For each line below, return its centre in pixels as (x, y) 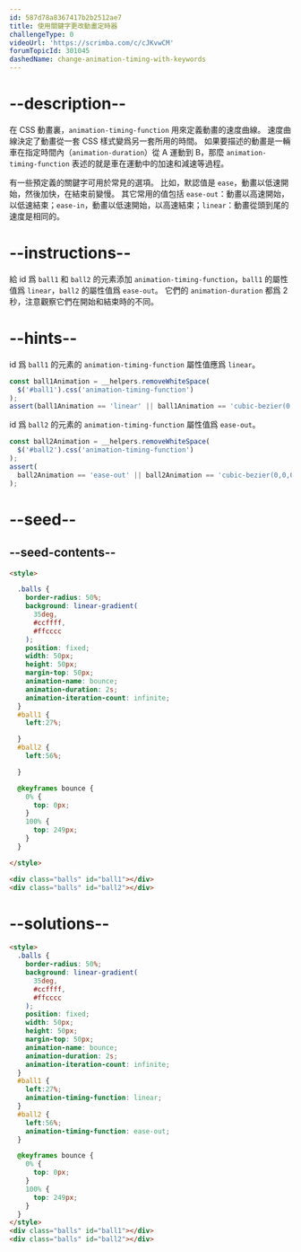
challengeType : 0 (42, 34)
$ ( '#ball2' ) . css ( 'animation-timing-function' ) (106, 450)
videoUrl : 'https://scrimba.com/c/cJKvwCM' (92, 43)
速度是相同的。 (37, 216)
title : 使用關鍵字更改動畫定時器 (64, 26)
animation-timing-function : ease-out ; (98, 1131)
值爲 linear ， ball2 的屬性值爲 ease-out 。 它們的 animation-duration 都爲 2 (149, 290)
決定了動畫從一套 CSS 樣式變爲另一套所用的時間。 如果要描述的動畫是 (146, 141)
